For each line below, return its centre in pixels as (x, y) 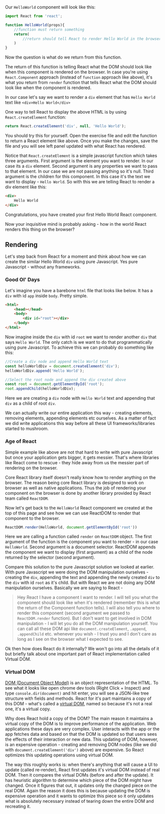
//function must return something (49, 30)
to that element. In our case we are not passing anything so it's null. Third (79, 171)
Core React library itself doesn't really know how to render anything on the (81, 477)
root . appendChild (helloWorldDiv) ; (41, 389)
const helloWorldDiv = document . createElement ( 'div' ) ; (62, 366)
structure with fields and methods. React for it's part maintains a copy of (78, 698)
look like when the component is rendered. (48, 88)
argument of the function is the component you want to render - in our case (82, 542)
